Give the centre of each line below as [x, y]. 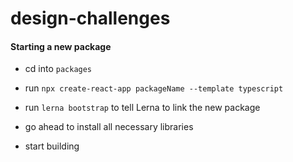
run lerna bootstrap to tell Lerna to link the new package [142, 108]
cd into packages [58, 69]
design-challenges [90, 18]
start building [52, 146]
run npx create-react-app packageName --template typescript [154, 88]
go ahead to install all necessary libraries [109, 127]
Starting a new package [61, 46]
